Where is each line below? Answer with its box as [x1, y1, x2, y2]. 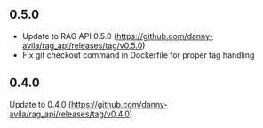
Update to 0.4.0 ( [9, 99, 72, 109]
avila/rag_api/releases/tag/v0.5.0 [21, 40, 143, 51]
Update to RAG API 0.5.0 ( [21, 30, 117, 41]
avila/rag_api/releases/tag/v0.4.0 [9, 108, 131, 119]
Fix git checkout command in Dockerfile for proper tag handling [21, 49, 255, 60]
